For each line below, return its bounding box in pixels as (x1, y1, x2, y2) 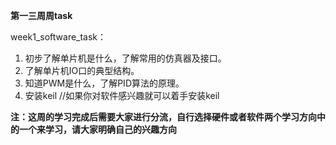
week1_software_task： (10, 31, 107, 43)
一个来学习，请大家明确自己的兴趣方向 (18, 124, 177, 135)
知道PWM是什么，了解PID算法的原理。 (24, 77, 185, 89)
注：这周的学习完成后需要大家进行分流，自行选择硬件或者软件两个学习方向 (10, 111, 317, 123)
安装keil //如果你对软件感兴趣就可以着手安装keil (24, 90, 220, 101)
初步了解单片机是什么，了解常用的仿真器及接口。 (24, 52, 227, 64)
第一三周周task (10, 10, 73, 21)
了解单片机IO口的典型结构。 (24, 65, 140, 76)
